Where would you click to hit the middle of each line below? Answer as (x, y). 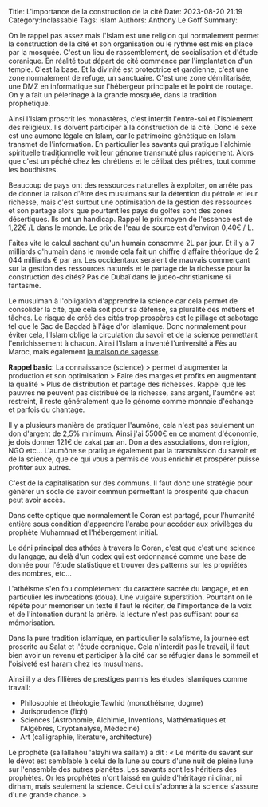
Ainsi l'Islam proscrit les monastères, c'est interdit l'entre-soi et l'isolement (131, 119)
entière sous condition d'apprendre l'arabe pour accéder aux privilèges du (130, 524)
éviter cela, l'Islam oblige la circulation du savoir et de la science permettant (133, 335)
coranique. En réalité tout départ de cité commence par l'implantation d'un (130, 61)
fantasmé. (25, 285)
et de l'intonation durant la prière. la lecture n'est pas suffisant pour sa (124, 614)
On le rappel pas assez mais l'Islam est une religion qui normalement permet (134, 36)
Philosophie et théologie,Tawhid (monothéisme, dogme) (111, 703)
